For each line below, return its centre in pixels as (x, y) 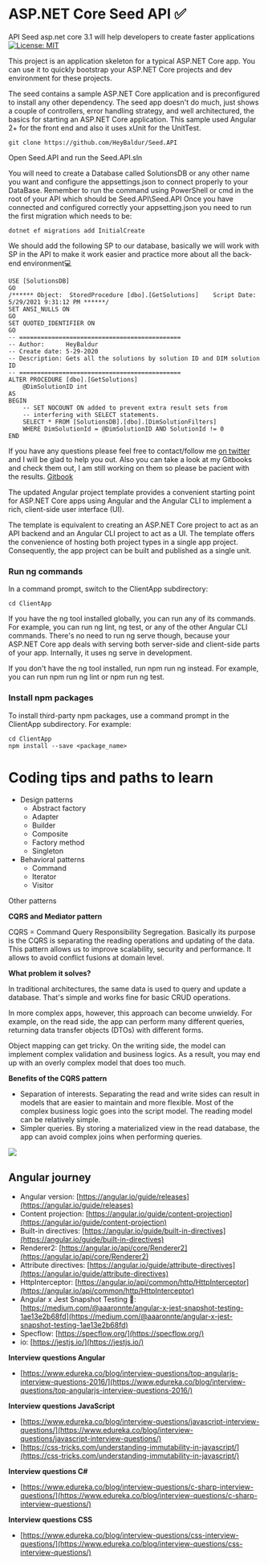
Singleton (48, 851)
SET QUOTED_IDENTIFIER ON (51, 323)
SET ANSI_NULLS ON (39, 309)
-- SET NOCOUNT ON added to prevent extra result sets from (125, 407)
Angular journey (50, 1177)
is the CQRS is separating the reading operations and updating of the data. (132, 941)
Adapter (45, 817)
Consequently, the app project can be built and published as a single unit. (130, 550)
